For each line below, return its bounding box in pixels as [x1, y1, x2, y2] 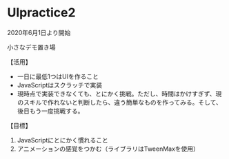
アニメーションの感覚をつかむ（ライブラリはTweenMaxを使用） [17, 145, 200, 153]
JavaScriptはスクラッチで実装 [17, 81, 103, 89]
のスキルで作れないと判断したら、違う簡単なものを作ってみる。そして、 [17, 98, 222, 106]
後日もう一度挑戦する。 [17, 107, 84, 115]
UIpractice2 [7, 5, 76, 21]
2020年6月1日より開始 [7, 28, 71, 36]
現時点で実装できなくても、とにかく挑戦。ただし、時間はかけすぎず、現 [17, 89, 222, 98]
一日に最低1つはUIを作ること [17, 72, 99, 81]
